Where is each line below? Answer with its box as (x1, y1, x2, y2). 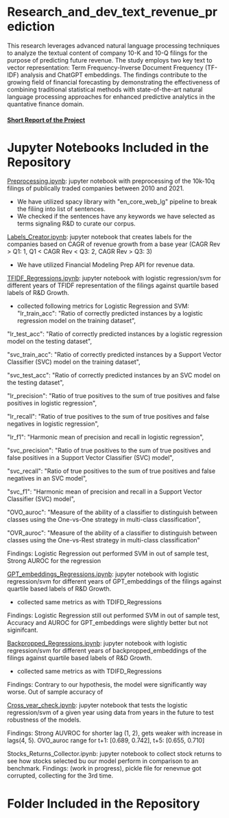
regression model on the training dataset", (16, 317, 136, 325)
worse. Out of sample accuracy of (7, 688, 104, 696)
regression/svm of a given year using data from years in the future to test (7, 709, 214, 717)
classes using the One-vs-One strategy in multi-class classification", (7, 516, 201, 524)
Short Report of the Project (7, 115, 86, 124)
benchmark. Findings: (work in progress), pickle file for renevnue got (7, 764, 202, 773)
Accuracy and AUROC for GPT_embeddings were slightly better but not (7, 619, 208, 627)
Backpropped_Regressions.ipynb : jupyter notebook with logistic (7, 639, 187, 648)
